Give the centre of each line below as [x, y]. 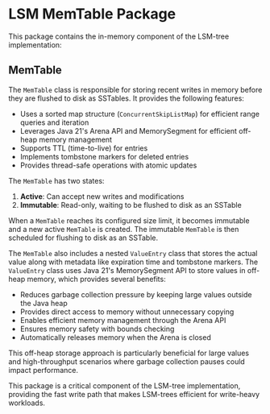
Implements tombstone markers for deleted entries [104, 156]
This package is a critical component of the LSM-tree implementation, [125, 385]
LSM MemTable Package [92, 14]
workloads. [27, 403]
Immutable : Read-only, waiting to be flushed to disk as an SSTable [131, 205]
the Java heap [44, 303]
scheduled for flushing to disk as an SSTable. [83, 238]
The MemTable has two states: [56, 180]
